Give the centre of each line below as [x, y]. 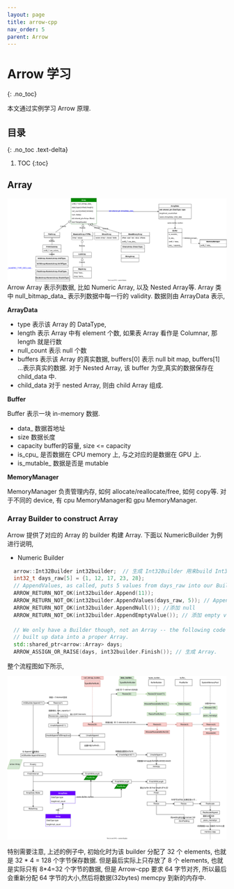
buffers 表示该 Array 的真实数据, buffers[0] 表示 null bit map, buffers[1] [119, 360]
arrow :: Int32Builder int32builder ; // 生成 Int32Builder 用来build [113, 571]
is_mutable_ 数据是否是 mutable [63, 463]
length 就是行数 [40, 342]
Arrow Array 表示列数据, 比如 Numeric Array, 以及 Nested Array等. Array [110, 287]
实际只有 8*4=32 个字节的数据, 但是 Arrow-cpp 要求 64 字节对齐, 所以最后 [120, 869]
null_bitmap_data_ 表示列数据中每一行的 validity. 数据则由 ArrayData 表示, [120, 296]
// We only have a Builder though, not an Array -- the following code [120, 630]
